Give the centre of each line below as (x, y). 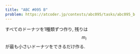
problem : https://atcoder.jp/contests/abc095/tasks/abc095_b (70, 14)
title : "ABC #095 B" (27, 10)
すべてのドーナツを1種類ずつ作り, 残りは (47, 29)
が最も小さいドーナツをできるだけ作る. (45, 47)
